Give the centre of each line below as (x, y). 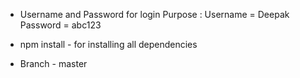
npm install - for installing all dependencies (108, 44)
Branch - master (53, 63)
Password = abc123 (60, 25)
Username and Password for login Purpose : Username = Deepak (154, 14)
